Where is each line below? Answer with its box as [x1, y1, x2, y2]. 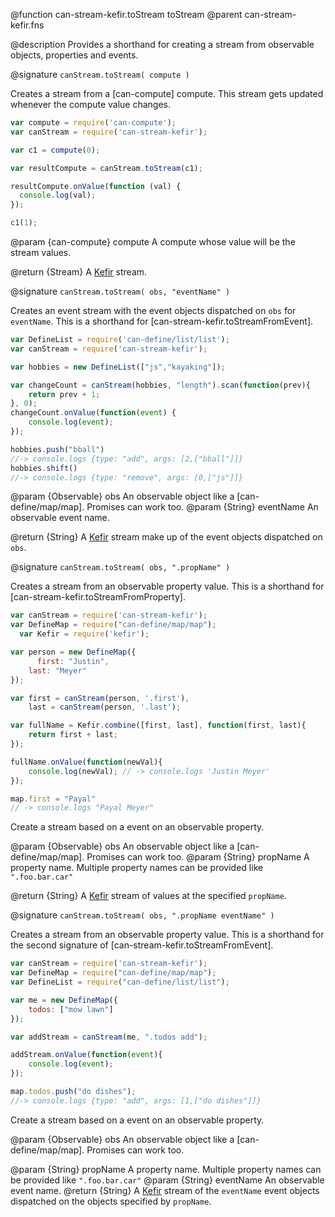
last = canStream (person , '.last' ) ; [28, 702, 182, 713]
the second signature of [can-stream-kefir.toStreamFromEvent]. [10, 939, 274, 951]
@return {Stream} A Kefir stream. [10, 266, 148, 278]
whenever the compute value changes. [10, 99, 172, 110]
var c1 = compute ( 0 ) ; [10, 145, 101, 155]
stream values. [10, 247, 72, 258]
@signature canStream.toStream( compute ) [10, 69, 190, 80]
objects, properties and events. [10, 49, 139, 61]
